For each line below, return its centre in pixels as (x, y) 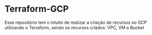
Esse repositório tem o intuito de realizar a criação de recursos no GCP (76, 22)
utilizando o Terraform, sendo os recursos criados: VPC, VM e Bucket (74, 27)
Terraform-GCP (37, 9)
